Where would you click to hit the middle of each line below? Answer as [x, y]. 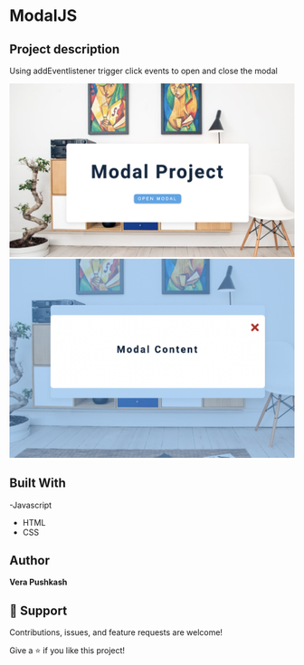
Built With [38, 484]
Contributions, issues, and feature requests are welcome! [116, 632]
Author [29, 560]
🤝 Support [38, 610]
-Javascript [31, 505]
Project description [65, 49]
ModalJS [43, 16]
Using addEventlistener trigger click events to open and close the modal [143, 71]
